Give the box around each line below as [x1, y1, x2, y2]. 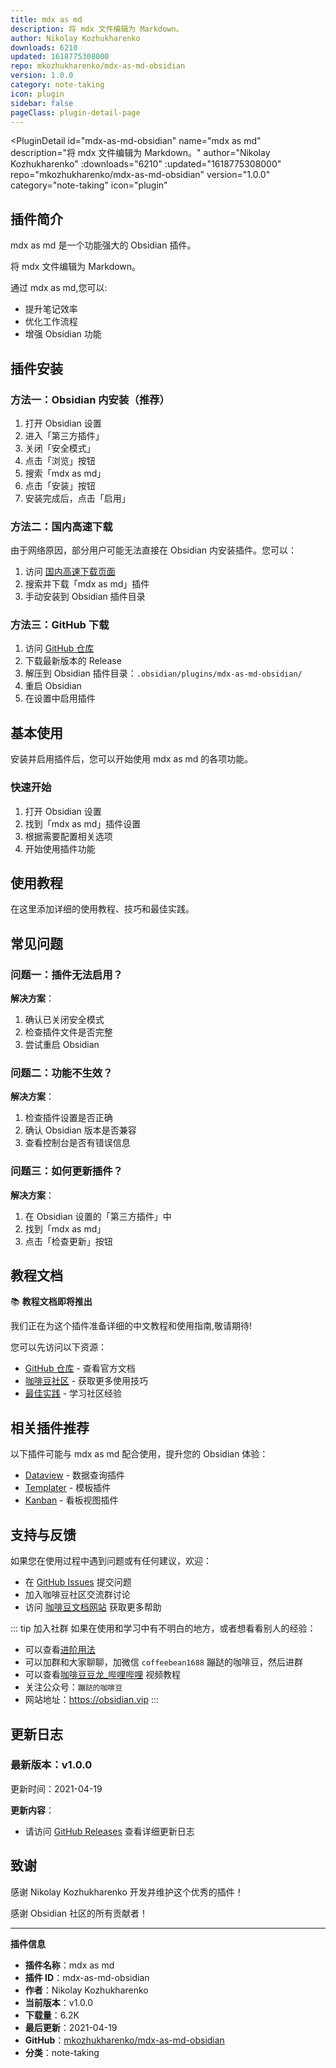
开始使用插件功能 [24, 842, 96, 855]
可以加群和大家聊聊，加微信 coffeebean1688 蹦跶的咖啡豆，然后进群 [24, 1656, 303, 1668]
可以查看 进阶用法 [24, 1644, 96, 1656]
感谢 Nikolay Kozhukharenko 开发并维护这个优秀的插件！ [10, 1886, 244, 1898]
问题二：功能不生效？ [10, 1066, 113, 1080]
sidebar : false [10, 98, 74, 108]
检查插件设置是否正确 [24, 1112, 113, 1124]
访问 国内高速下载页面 [24, 566, 116, 578]
